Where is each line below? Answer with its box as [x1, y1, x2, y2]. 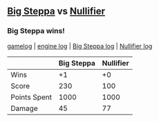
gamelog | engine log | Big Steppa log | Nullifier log [7, 41, 153, 50]
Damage [10, 103, 38, 113]
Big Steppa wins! [7, 26, 66, 36]
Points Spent [10, 92, 52, 102]
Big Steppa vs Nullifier [7, 6, 106, 17]
